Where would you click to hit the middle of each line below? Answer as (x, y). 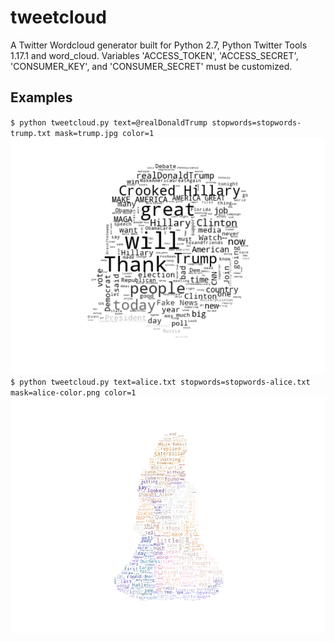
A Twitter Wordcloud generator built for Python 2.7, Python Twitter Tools (159, 45)
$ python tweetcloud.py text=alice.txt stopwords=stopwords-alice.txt (160, 382)
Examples (41, 97)
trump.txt (31, 133)
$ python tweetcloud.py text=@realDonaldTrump (109, 122)
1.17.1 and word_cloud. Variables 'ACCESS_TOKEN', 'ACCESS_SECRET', (154, 55)
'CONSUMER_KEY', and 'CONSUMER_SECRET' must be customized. (151, 66)
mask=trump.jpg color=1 (104, 133)
